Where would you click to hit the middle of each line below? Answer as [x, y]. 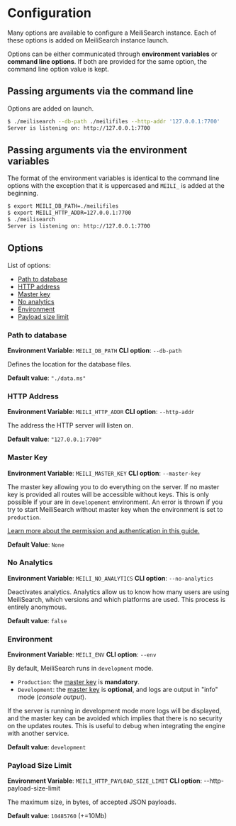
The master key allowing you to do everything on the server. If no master [113, 486]
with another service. [38, 733]
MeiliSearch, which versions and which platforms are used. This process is [116, 599]
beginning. [23, 194]
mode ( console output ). [52, 697]
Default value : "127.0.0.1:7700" [55, 439]
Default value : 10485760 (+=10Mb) [57, 816]
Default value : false [37, 620]
